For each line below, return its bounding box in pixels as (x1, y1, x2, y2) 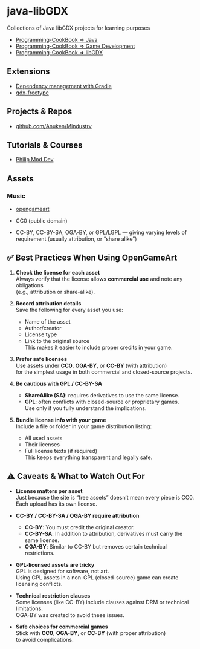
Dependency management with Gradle (15, 82, 112, 90)
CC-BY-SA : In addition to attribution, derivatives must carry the (24, 530, 183, 537)
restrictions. (24, 549, 55, 556)
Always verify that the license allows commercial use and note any (15, 275, 183, 282)
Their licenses (24, 440, 60, 448)
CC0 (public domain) (15, 217, 68, 224)
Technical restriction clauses (15, 592, 91, 599)
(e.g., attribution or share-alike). (15, 288, 95, 295)
